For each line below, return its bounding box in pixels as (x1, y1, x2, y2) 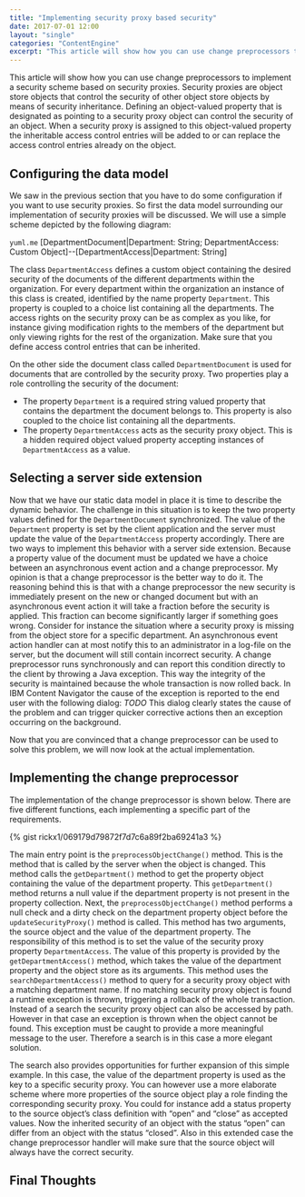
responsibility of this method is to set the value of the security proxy (9, 935, 265, 946)
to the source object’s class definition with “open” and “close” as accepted (9, 1108, 289, 1119)
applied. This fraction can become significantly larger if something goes (9, 610, 279, 621)
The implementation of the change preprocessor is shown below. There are (9, 794, 291, 805)
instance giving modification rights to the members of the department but (9, 322, 284, 333)
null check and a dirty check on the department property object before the (9, 906, 289, 918)
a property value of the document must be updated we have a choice (9, 552, 269, 564)
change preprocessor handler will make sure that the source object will (9, 1137, 275, 1148)
